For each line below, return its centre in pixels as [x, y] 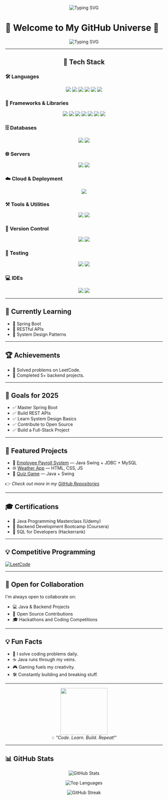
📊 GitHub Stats [29, 759]
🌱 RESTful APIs [28, 329]
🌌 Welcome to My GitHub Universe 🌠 [82, 28]
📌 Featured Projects [36, 450]
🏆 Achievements [33, 356]
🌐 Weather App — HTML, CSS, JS [48, 468]
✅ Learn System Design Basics [44, 419]
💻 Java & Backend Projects [41, 607]
